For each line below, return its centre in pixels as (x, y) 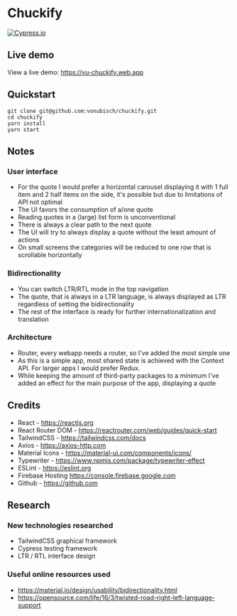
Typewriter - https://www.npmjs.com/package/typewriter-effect (111, 460)
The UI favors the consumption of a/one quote (86, 210)
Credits (24, 405)
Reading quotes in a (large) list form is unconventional (97, 217)
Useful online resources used (59, 575)
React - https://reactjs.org (55, 422)
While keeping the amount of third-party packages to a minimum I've (118, 375)
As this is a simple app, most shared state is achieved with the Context (121, 360)
